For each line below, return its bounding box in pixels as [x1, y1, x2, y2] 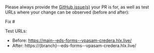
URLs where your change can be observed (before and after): [5, 9, 130, 15]
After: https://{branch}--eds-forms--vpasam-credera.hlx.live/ [12, 43, 136, 48]
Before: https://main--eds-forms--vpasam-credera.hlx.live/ [12, 37, 132, 43]
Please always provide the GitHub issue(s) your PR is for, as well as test [5, 4, 149, 10]
